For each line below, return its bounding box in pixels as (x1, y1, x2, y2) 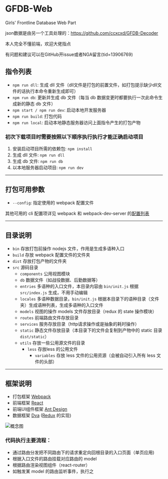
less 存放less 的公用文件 (27, 346, 78, 352)
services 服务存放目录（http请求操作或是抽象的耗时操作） (19, 321, 139, 327)
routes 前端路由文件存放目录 (19, 315, 79, 321)
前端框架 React (12, 400, 43, 406)
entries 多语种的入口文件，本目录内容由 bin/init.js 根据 (19, 283, 139, 289)
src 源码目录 (12, 264, 38, 270)
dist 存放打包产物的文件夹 (12, 258, 67, 264)
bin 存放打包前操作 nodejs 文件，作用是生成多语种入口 (12, 245, 125, 251)
